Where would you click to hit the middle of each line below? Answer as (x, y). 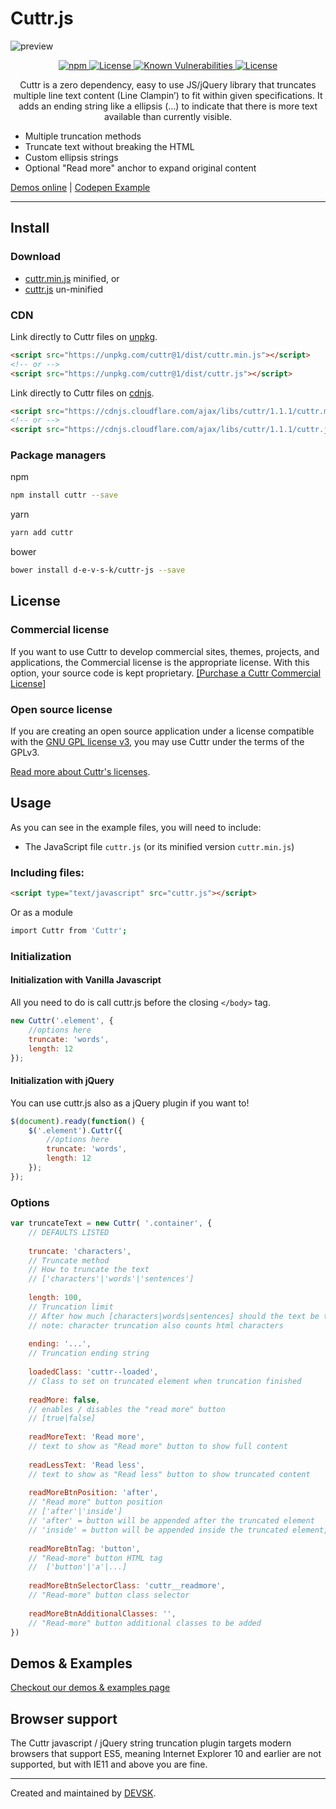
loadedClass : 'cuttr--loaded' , (93, 1372)
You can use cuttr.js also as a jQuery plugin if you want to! (130, 1103)
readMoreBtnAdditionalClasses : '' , (102, 1613)
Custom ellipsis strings (71, 157)
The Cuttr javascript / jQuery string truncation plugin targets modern (151, 1743)
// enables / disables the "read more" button (127, 1409)
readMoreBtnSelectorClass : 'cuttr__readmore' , (127, 1586)
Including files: (47, 872)
